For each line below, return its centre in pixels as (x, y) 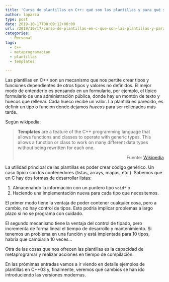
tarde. (11, 112)
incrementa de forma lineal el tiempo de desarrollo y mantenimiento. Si (78, 229)
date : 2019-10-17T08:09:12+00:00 (40, 24)
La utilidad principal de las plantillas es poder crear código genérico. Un (80, 167)
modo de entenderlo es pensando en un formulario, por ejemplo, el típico (81, 91)
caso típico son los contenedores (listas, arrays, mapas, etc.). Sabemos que (84, 173)
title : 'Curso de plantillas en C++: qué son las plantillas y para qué (83, 10)
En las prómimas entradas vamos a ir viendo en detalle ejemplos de (75, 264)
